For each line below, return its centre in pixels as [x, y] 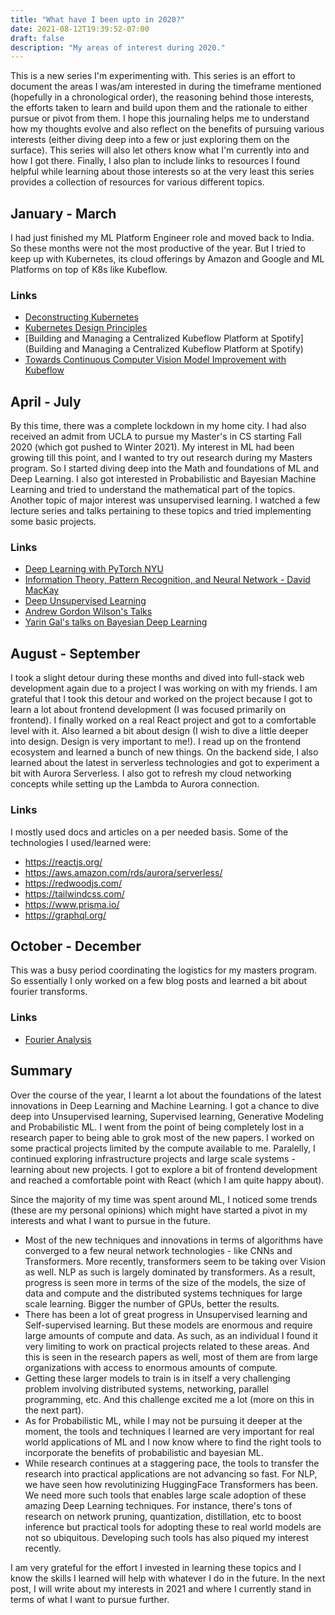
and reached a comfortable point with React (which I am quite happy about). [167, 1180]
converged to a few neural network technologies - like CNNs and [158, 1250]
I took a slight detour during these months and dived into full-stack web [157, 678]
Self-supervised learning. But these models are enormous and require [168, 1325]
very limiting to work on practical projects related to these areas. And [167, 1346]
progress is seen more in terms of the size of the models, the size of [165, 1282]
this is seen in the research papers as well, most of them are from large [171, 1357]
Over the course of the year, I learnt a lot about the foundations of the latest [166, 1095]
